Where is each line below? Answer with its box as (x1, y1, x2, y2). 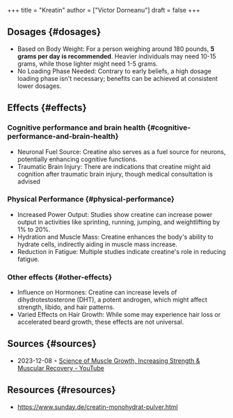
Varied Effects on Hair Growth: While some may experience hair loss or (17, 311, 221, 319)
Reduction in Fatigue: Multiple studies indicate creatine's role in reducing (17, 247, 226, 255)
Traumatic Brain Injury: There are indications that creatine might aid (17, 162, 211, 170)
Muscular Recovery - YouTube (17, 364, 104, 372)
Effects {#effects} (7, 102, 87, 114)
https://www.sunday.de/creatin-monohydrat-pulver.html (17, 403, 179, 411)
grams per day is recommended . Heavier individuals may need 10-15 (17, 52, 217, 60)
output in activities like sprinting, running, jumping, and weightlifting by (17, 218, 220, 226)
